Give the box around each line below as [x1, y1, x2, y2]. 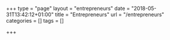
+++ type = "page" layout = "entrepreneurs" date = [6, 5, 130, 12]
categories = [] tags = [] [6, 17, 64, 24]
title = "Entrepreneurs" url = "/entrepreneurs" [55, 11, 165, 18]
